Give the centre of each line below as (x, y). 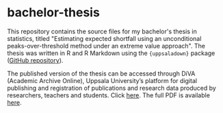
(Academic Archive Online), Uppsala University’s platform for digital (102, 80)
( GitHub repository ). (35, 60)
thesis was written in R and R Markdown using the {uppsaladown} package (111, 53)
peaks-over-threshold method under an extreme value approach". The (106, 46)
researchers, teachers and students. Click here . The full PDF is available (109, 95)
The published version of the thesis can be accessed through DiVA (101, 74)
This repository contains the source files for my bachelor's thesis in (102, 31)
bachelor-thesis (54, 13)
